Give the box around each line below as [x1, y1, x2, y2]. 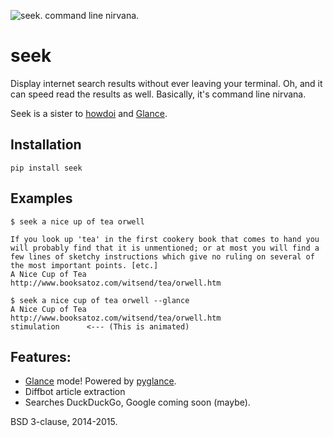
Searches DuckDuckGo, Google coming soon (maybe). [24, 396, 251, 409]
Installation [10, 136, 82, 154]
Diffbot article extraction [24, 386, 126, 398]
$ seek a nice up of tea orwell [10, 216, 145, 227]
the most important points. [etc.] [10, 260, 159, 270]
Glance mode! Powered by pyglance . [24, 375, 177, 387]
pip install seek [10, 163, 83, 173]
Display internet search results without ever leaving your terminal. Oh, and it [10, 77, 323, 89]
